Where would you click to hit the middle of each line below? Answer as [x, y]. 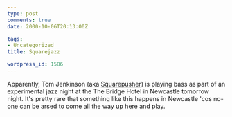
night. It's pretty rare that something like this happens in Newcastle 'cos [110, 98]
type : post [23, 13]
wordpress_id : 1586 [35, 64]
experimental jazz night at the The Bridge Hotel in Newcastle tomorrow [108, 91]
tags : [15, 39]
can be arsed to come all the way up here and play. [92, 106]
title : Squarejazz [34, 52]
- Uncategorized [30, 46]
